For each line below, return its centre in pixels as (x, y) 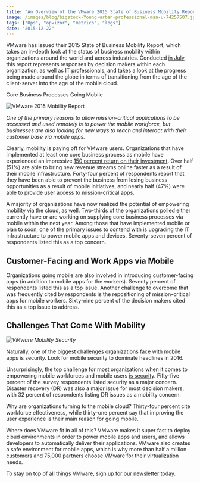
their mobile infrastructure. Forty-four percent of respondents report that (95, 174)
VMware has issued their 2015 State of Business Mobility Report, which (94, 45)
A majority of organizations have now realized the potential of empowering (98, 204)
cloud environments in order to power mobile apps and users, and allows (96, 437)
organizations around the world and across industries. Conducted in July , (96, 58)
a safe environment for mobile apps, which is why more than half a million (96, 449)
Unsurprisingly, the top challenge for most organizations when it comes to (97, 369)
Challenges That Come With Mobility (76, 325)
